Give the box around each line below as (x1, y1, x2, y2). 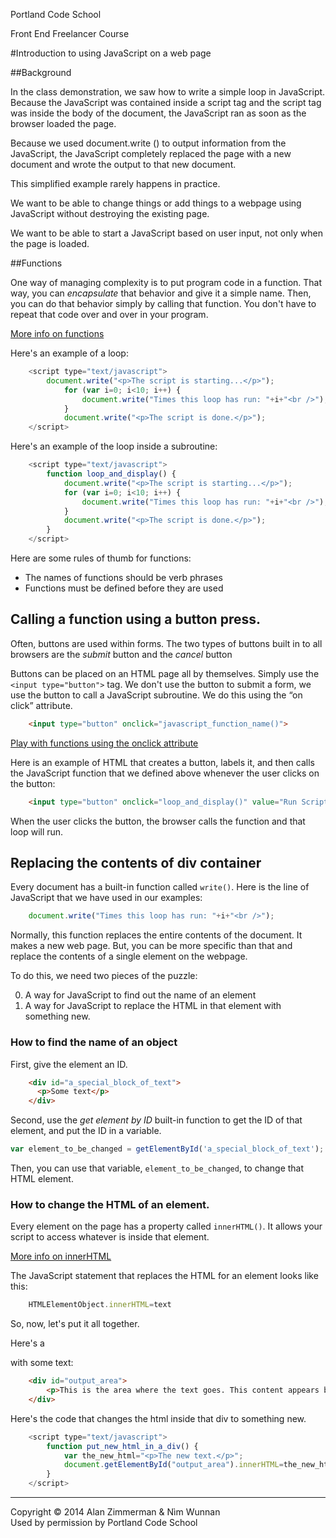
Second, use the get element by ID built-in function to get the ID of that (10, 1114, 303, 1126)
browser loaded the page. (10, 118, 117, 129)
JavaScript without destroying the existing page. (10, 208, 210, 219)
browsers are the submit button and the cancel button (10, 648, 233, 660)
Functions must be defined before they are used (24, 582, 224, 594)
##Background (10, 67, 72, 78)
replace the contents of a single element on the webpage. (10, 950, 248, 963)
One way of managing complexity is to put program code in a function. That (10, 277, 323, 288)
